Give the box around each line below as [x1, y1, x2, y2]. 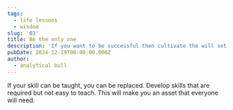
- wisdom [13, 23, 39, 30]
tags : [7, 10, 23, 17]
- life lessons [13, 17, 58, 24]
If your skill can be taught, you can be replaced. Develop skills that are [7, 81, 210, 89]
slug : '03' [7, 29, 39, 37]
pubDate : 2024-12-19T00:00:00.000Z [7, 49, 111, 56]
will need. [7, 95, 35, 104]
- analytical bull [13, 62, 68, 69]
